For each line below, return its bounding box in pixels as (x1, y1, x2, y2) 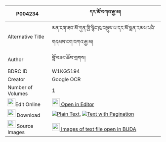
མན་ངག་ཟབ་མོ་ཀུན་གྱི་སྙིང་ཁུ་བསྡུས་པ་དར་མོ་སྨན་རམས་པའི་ (51, 25, 156, 31)
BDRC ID (7, 68, 28, 75)
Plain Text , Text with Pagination (56, 110, 134, 117)
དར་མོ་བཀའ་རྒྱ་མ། (89, 8, 121, 15)
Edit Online (15, 101, 41, 108)
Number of (7, 84, 33, 91)
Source (16, 123, 34, 129)
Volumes (7, 90, 28, 97)
